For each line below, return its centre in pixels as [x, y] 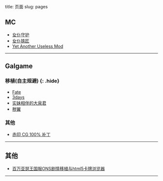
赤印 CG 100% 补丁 [31, 134]
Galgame [19, 66]
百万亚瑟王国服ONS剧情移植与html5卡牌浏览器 [58, 168]
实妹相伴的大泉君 [29, 103]
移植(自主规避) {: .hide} [32, 81]
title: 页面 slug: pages [26, 7]
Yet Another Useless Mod [38, 46]
